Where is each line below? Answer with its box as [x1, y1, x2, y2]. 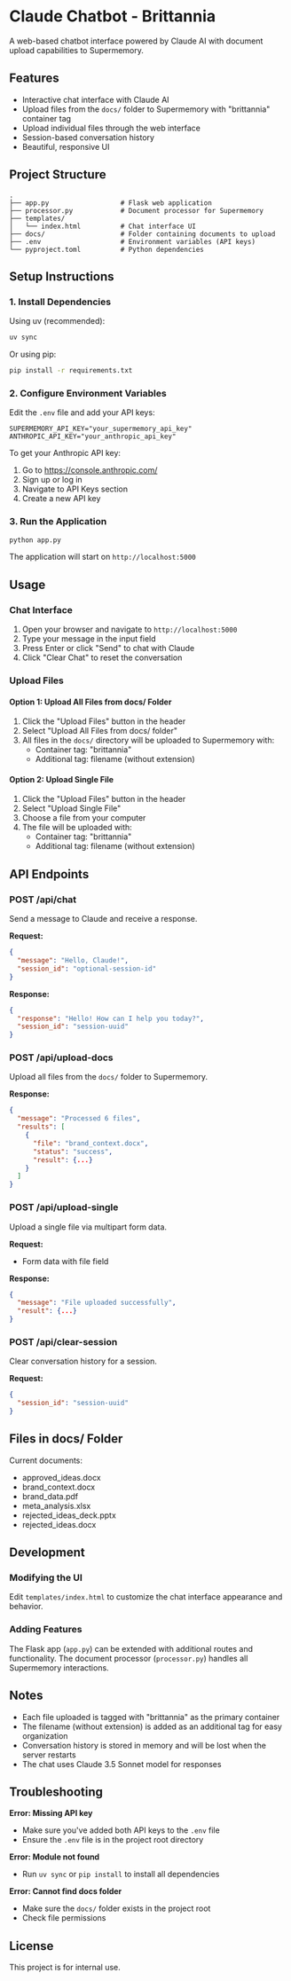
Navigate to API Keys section [21, 483, 129, 494]
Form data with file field [21, 1255, 109, 1266]
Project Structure [9, 167, 106, 183]
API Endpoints [9, 867, 90, 882]
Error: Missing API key [9, 1808, 93, 1819]
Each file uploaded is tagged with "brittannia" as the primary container [21, 1711, 280, 1722]
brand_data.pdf [21, 1490, 79, 1501]
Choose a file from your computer [21, 813, 146, 823]
